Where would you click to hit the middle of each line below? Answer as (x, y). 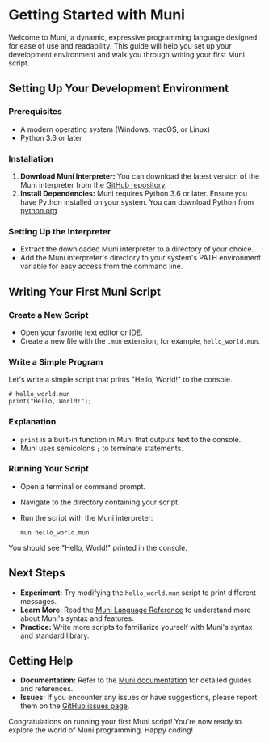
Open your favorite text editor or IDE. (81, 332)
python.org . (39, 210)
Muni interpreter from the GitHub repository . (93, 184)
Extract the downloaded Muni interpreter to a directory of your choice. (137, 249)
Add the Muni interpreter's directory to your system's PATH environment (140, 258)
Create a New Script (48, 315)
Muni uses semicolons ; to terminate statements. (101, 448)
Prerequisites (35, 112)
